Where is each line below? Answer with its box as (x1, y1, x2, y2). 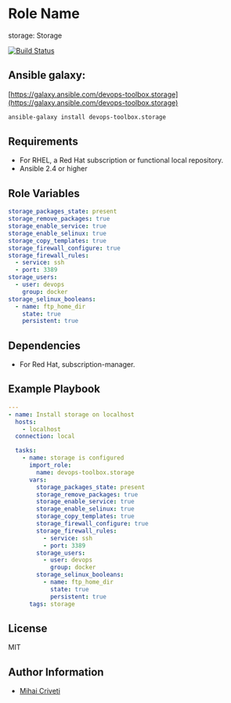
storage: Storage (8, 31, 63, 40)
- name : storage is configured (22, 454, 125, 462)
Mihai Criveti (19, 687, 61, 696)
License (8, 621, 48, 635)
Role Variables (8, 186, 80, 200)
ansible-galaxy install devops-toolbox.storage (8, 113, 167, 121)
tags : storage (28, 600, 76, 608)
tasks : (15, 447, 37, 455)
